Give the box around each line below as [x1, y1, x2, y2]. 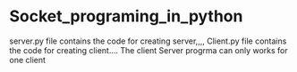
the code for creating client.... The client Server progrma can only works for [9, 44, 288, 55]
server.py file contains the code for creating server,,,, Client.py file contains [9, 36, 287, 46]
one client [9, 54, 47, 65]
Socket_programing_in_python [9, 6, 243, 27]
